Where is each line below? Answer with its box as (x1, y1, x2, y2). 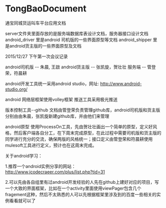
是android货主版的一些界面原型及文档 (5, 43, 82, 49)
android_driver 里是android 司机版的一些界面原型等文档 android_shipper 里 (5, 37, 158, 43)
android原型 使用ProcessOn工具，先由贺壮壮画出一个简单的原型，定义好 (5, 123, 153, 129)
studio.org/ (5, 86, 28, 92)
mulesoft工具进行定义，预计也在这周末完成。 (5, 142, 97, 148)
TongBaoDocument (5, 3, 87, 14)
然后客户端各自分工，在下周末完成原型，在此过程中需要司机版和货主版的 (13, 130, 162, 136)
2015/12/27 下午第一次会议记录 (5, 53, 68, 59)
